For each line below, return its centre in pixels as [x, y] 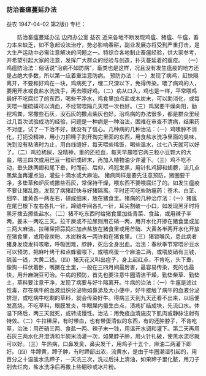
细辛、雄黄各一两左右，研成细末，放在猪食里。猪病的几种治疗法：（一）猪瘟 [102, 198]
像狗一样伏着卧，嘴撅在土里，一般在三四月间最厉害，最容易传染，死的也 [97, 267]
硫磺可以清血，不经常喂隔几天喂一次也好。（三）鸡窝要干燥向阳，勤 [112, 106]
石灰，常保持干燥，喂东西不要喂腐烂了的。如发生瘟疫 [132, 183]
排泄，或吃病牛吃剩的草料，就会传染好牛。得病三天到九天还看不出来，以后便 [103, 298]
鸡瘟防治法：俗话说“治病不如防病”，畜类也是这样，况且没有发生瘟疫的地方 [100, 68]
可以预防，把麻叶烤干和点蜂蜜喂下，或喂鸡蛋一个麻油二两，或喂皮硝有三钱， [103, 252]
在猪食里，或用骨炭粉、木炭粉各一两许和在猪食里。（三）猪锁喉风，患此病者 [102, 237]
